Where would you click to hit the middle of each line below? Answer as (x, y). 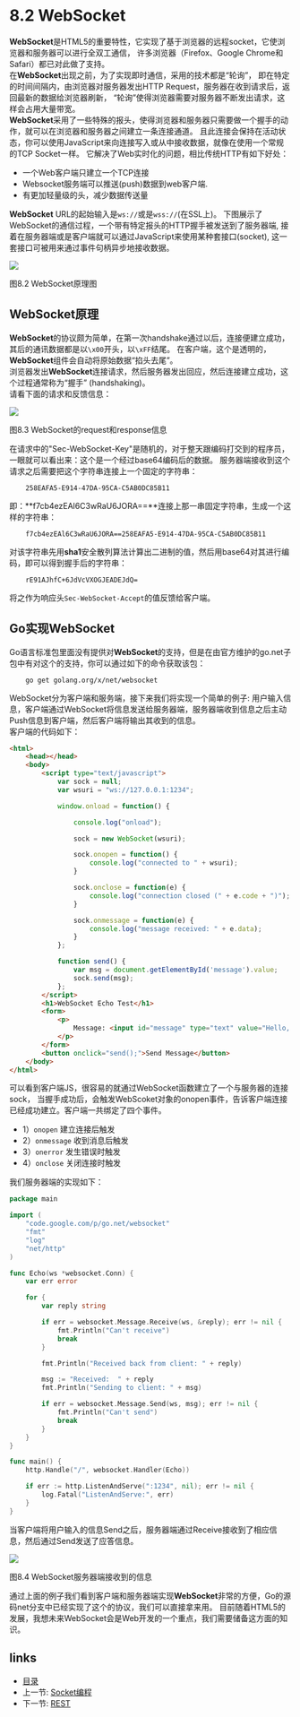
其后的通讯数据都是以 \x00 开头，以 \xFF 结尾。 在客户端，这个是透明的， (140, 349)
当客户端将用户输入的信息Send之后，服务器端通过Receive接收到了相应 (140, 1530)
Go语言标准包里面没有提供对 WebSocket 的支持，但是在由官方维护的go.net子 (150, 651)
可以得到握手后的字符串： (80, 563)
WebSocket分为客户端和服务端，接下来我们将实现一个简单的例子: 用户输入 (146, 698)
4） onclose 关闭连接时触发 (71, 1163)
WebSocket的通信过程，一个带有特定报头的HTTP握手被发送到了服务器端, (144, 225)
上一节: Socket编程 (57, 1692)
